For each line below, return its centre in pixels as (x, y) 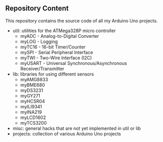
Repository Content (37, 8)
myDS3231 (32, 90)
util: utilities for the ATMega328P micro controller (64, 31)
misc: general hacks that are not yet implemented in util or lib (77, 128)
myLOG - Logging (39, 41)
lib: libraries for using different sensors (53, 74)
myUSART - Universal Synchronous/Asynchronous (74, 63)
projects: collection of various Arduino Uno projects (67, 134)
